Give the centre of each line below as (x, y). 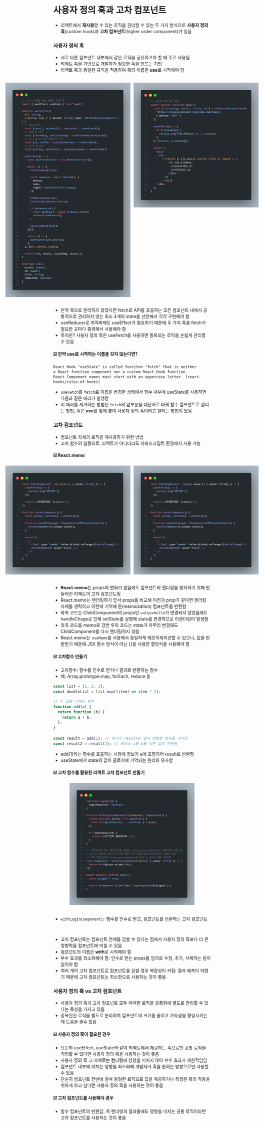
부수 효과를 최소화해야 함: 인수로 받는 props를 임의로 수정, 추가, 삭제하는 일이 (135, 958)
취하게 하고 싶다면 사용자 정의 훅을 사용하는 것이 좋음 (112, 1085)
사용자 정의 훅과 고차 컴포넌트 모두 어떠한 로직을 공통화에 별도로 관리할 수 (132, 1003)
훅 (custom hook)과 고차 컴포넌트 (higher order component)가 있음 (126, 31)
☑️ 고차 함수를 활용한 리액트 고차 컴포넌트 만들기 (99, 772)
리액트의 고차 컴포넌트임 (97, 594)
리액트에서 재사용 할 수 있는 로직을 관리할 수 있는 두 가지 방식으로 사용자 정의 (134, 25)
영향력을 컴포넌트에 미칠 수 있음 (91, 945)
